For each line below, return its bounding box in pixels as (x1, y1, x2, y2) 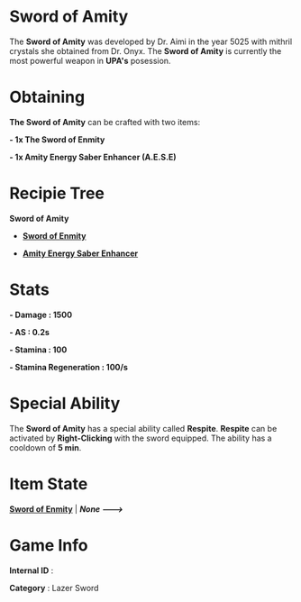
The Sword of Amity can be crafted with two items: (9, 116, 201, 127)
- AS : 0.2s (9, 326, 50, 337)
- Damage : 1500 (9, 309, 73, 320)
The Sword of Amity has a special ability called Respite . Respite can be (9, 423, 278, 433)
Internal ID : (9, 565, 54, 576)
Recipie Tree (9, 183, 105, 204)
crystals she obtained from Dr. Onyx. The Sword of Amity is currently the (9, 45, 282, 56)
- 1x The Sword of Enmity (9, 133, 105, 145)
